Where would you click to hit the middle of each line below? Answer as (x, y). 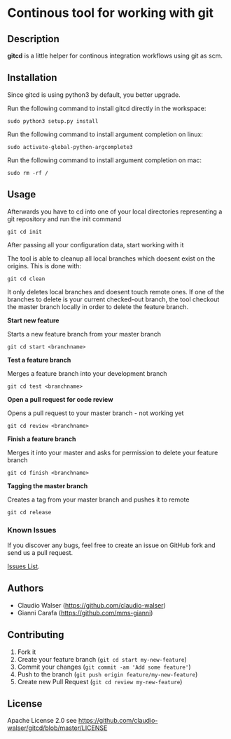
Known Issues (32, 530)
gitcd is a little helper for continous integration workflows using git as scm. (115, 55)
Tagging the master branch (48, 485)
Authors (26, 588)
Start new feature (33, 320)
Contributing (36, 635)
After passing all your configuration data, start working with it (96, 244)
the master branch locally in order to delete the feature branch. (98, 306)
